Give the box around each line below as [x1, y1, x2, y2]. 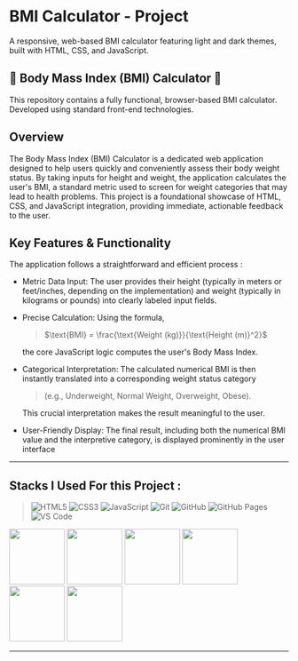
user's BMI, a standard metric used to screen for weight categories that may [9, 181, 288, 192]
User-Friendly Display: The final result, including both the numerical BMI [21, 425, 286, 436]
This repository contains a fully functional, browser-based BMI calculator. [9, 94, 278, 105]
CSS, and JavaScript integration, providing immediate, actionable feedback [9, 200, 284, 211]
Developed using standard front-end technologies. [9, 104, 194, 115]
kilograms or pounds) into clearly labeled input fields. [21, 295, 217, 306]
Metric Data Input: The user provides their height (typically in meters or [21, 276, 282, 287]
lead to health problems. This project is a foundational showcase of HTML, [9, 191, 282, 202]
